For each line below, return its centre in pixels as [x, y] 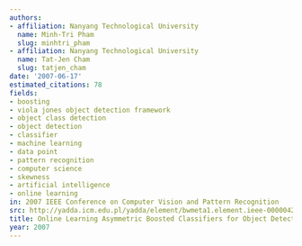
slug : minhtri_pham [54, 43]
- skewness [30, 177]
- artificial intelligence [60, 186]
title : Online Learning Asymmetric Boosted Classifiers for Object [138, 219]
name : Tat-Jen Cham [54, 59]
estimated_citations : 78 [56, 85]
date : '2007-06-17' [46, 77]
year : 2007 [30, 227]
